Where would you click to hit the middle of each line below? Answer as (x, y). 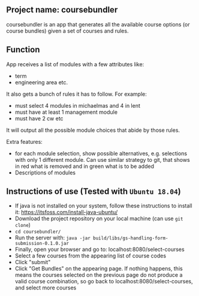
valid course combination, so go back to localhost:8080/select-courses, (104, 282)
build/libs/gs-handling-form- (130, 238)
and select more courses (46, 288)
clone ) (23, 225)
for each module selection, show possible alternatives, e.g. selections (101, 153)
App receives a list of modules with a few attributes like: (75, 64)
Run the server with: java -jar (53, 238)
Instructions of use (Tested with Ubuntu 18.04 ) (94, 192)
